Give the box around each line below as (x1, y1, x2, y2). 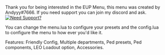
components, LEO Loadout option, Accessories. (5, 45, 104, 50)
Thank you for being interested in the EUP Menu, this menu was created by (5, 4, 160, 10)
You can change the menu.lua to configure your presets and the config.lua (5, 24, 159, 30)
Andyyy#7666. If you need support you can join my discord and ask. (5, 9, 147, 15)
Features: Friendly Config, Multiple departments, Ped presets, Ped (5, 39, 142, 45)
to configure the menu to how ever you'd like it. (5, 30, 103, 35)
